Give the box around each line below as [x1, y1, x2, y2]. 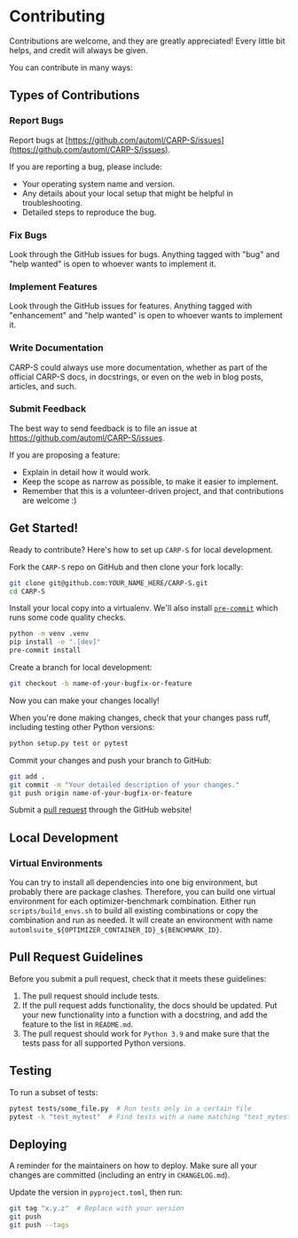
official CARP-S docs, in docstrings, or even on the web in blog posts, [9, 371, 263, 382]
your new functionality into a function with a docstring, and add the [21, 1009, 268, 1020]
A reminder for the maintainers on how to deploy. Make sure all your [9, 1160, 257, 1171]
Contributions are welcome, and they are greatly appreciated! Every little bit [9, 35, 286, 46]
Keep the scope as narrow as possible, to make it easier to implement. [21, 476, 279, 487]
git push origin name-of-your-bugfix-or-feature [9, 788, 192, 797]
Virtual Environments [9, 857, 104, 869]
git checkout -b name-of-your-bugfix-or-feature [9, 679, 192, 688]
